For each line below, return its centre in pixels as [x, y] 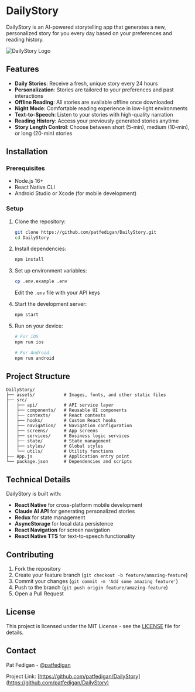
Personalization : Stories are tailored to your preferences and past [94, 90]
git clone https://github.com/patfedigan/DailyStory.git [85, 232]
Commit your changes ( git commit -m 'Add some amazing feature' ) [96, 581]
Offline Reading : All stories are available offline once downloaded [94, 102]
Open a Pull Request [39, 594]
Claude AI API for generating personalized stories [75, 512]
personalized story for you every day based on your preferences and [89, 33]
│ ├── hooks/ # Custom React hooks [61, 421]
